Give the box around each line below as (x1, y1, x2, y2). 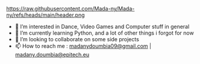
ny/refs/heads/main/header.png (6, 11, 85, 19)
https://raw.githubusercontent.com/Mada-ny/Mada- (6, 5, 135, 12)
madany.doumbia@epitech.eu (14, 51, 90, 58)
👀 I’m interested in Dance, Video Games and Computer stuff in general (14, 23, 190, 30)
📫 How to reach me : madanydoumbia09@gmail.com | (14, 42, 152, 50)
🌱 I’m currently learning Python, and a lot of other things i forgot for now (14, 29, 194, 36)
